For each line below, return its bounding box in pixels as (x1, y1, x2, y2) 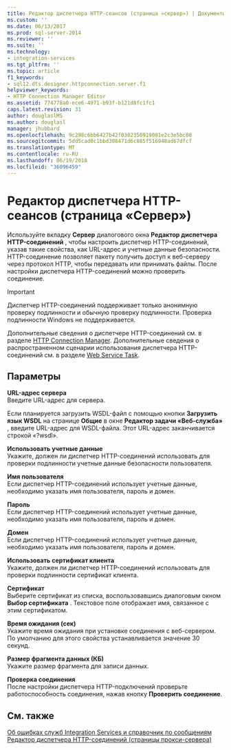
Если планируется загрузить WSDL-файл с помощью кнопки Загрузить (7, 410, 218, 418)
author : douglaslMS (7, 112, 63, 119)
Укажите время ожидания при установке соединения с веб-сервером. (7, 627, 217, 635)
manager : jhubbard (7, 125, 60, 132)
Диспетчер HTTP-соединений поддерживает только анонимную (7, 300, 198, 309)
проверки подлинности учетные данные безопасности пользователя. (7, 459, 213, 467)
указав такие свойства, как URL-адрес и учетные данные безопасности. (7, 245, 221, 253)
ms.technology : (7, 49, 51, 56)
